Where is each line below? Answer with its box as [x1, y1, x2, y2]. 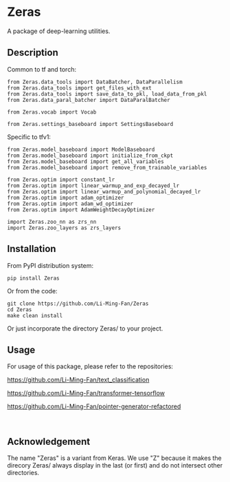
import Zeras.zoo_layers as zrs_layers [7, 224, 122, 231]
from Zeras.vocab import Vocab [7, 108, 97, 116]
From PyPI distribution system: [7, 261, 94, 269]
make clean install [7, 312, 63, 319]
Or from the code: [7, 286, 58, 295]
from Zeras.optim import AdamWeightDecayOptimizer [7, 206, 155, 213]
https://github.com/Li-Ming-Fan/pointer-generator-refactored [7, 402, 181, 410]
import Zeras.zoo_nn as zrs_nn [7, 218, 97, 225]
